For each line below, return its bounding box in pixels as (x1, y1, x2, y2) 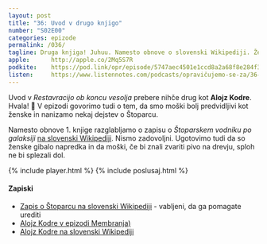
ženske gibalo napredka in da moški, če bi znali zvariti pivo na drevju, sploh (8, 141, 255, 151)
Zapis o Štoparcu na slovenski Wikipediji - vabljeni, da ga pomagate (19, 201, 242, 211)
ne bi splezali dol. (8, 150, 66, 160)
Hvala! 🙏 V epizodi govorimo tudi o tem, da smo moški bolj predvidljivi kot (8, 101, 249, 110)
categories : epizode (8, 33, 77, 42)
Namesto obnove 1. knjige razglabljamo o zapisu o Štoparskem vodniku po (8, 125, 252, 134)
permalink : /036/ (8, 41, 66, 49)
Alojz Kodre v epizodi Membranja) (19, 218, 131, 227)
